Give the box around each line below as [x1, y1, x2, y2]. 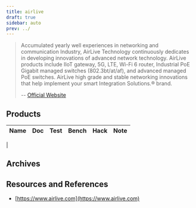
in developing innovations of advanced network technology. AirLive [20, 54, 186, 62]
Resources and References [6, 179, 108, 189]
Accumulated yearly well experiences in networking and [20, 42, 159, 49]
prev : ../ [6, 25, 31, 32]
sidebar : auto [6, 20, 42, 26]
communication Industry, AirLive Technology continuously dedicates [20, 48, 189, 56]
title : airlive [6, 8, 44, 15]
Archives [6, 159, 41, 169]
